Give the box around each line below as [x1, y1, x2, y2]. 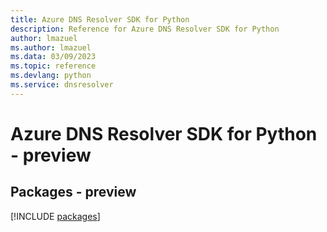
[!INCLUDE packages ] [10, 210, 101, 222]
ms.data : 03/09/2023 [10, 52, 97, 62]
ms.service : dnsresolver [10, 80, 114, 90]
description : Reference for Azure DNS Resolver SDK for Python [10, 24, 280, 34]
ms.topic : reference [10, 61, 97, 71]
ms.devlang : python [10, 71, 92, 81]
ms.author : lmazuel [10, 42, 92, 53]
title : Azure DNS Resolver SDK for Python [10, 14, 190, 25]
